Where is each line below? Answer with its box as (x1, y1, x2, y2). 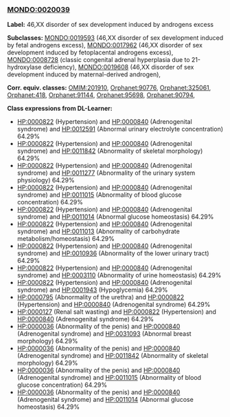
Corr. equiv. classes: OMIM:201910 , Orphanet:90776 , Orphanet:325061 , (7, 84, 211, 92)
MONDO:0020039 (7, 5, 70, 14)
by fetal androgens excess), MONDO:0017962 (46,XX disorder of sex (7, 41, 203, 50)
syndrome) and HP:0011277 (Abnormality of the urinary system (16, 169, 196, 177)
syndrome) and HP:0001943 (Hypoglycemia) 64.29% (16, 286, 168, 294)
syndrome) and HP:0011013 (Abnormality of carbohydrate (16, 227, 180, 235)
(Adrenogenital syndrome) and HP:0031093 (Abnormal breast (16, 330, 192, 338)
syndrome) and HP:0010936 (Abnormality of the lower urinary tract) (16, 249, 209, 257)
